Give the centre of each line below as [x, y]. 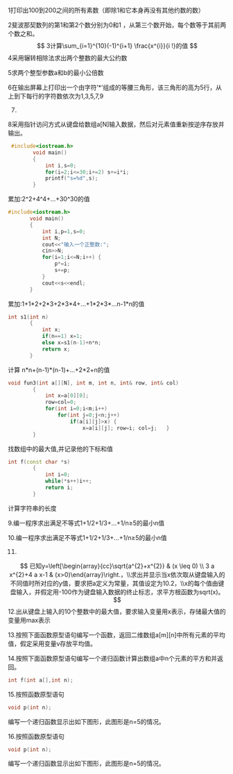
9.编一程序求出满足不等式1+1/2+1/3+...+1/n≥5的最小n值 [86, 523]
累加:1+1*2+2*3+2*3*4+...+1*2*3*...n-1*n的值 [76, 303]
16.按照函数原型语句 [36, 736]
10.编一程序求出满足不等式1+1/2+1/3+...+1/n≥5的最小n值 [87, 537]
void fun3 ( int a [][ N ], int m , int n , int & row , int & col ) [93, 383]
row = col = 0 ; [61, 402]
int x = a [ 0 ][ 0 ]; [67, 396]
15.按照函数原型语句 [36, 694]
